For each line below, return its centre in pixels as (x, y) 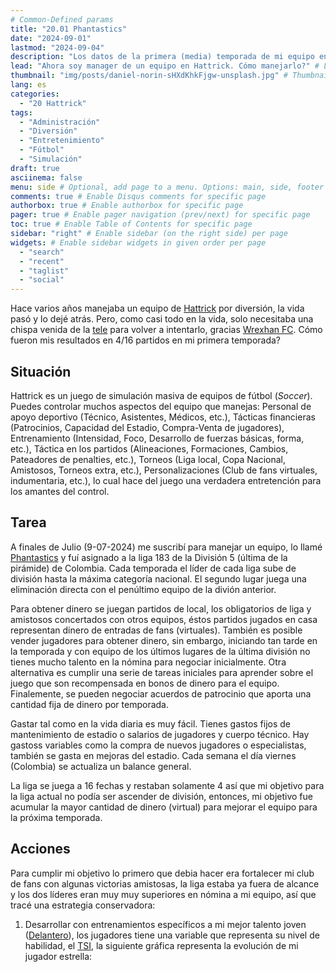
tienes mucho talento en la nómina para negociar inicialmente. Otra (148, 662)
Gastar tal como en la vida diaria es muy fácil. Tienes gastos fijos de (151, 723)
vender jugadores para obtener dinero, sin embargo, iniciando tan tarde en (164, 640)
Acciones (40, 849)
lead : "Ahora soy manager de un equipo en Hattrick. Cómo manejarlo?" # (165, 66)
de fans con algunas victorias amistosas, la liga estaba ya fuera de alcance (165, 883)
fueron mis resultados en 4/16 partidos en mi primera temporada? (145, 340)
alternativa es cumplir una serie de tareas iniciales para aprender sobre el (162, 672)
